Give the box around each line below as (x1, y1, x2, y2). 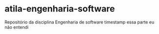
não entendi (4, 24, 29, 30)
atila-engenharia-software (4, 3, 115, 14)
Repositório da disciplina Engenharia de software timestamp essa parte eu (4, 19, 155, 25)
